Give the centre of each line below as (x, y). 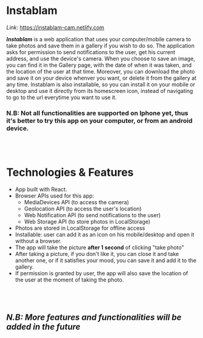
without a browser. (38, 241)
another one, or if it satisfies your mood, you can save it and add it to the (106, 260)
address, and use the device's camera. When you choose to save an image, (101, 58)
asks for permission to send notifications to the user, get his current (91, 52)
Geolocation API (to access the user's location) (83, 209)
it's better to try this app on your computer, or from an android (99, 120)
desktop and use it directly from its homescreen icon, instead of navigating (100, 91)
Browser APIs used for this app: (55, 196)
